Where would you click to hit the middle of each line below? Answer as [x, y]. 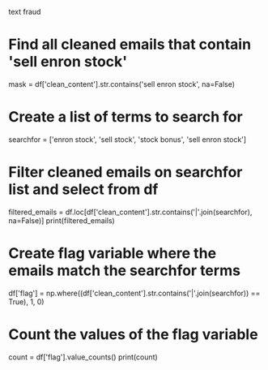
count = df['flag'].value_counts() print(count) [83, 357]
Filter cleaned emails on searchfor [125, 172]
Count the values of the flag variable [133, 334]
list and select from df [83, 189]
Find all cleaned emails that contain [130, 45]
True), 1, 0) [26, 301]
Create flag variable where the [113, 253]
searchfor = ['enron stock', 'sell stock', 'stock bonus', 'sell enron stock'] [128, 139]
